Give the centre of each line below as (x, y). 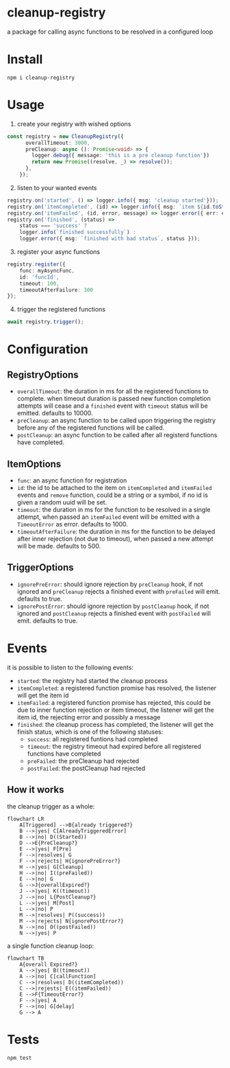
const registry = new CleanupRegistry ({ (66, 136)
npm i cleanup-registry (41, 78)
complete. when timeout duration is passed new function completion (114, 399)
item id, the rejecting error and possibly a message (89, 717)
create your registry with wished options (74, 124)
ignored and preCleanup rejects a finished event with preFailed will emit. (118, 591)
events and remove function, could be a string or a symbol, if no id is (113, 495)
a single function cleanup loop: (51, 946)
